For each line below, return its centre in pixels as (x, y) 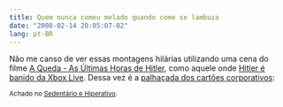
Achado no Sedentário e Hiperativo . (63, 94)
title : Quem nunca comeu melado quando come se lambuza (114, 17)
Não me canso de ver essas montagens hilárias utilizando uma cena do (139, 59)
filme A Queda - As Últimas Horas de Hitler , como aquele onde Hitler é (137, 68)
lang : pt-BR (31, 34)
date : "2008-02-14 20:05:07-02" (69, 26)
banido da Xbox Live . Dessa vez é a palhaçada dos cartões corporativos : (142, 78)
